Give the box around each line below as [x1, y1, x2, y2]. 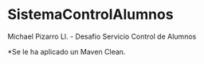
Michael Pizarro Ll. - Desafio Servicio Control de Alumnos [7, 32, 197, 41]
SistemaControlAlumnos [7, 6, 174, 24]
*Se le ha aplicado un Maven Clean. [7, 47, 126, 56]
